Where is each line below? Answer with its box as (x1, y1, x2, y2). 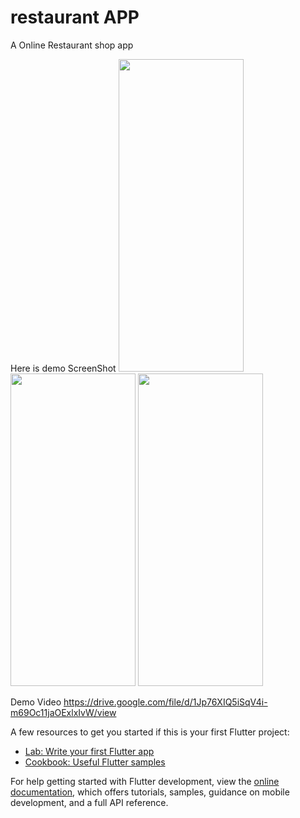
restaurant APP (10, 6, 140, 29)
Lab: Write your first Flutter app (24, 745, 155, 757)
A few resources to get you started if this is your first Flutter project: (10, 726, 290, 738)
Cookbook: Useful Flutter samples (24, 756, 166, 768)
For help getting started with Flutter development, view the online (10, 775, 280, 787)
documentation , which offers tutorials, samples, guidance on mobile (10, 786, 290, 798)
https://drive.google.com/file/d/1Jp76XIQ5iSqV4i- (63, 696, 268, 708)
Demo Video (10, 696, 62, 708)
